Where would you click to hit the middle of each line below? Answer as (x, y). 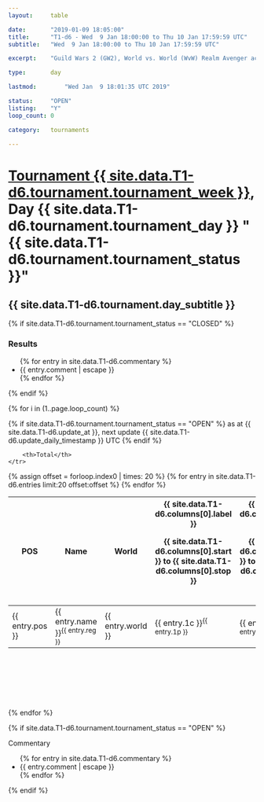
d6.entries (25, 484)
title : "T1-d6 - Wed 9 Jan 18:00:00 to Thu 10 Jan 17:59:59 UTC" (128, 37)
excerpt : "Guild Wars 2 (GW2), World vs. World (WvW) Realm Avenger (128, 59)
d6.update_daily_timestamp (52, 440)
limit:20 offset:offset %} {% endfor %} (104, 484)
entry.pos (30, 626)
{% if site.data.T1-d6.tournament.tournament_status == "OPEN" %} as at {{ (130, 423)
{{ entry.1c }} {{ (181, 622)
